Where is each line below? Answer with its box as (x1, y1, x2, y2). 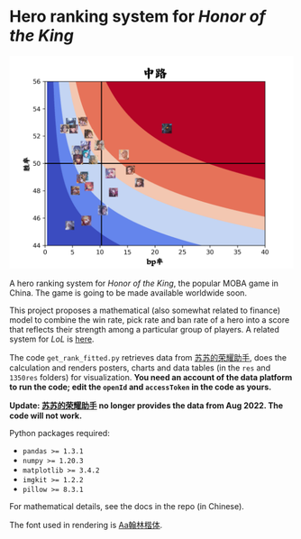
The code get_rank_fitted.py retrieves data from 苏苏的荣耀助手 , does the (9, 352, 287, 362)
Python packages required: (9, 427, 110, 438)
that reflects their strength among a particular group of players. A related (9, 324, 279, 334)
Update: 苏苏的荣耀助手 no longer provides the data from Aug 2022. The (9, 399, 284, 411)
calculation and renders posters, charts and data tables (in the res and (9, 362, 271, 373)
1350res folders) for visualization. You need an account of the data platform (9, 371, 293, 382)
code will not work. (9, 410, 83, 421)
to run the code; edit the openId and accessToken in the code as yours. (9, 381, 272, 392)
